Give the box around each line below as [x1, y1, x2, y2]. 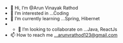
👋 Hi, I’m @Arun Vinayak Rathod [10, 5, 78, 11]
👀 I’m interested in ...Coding [10, 10, 69, 16]
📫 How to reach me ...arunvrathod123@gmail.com [10, 32, 118, 38]
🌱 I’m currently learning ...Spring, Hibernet [10, 16, 100, 21]
